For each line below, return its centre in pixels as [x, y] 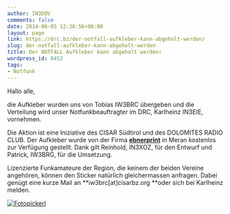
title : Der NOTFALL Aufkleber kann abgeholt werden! [85, 52]
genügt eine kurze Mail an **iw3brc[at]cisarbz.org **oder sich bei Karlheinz [115, 182]
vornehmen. [24, 119]
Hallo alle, [21, 91]
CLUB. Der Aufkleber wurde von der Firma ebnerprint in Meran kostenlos [112, 139]
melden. [19, 190]
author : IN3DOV [29, 13]
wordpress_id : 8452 [35, 59]
